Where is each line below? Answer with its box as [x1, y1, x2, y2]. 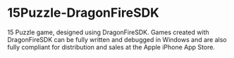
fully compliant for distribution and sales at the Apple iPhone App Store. [7, 43, 215, 51]
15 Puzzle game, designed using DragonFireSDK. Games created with [7, 28, 209, 36]
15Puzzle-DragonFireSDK [7, 5, 160, 21]
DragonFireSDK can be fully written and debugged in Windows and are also [7, 35, 227, 43]
